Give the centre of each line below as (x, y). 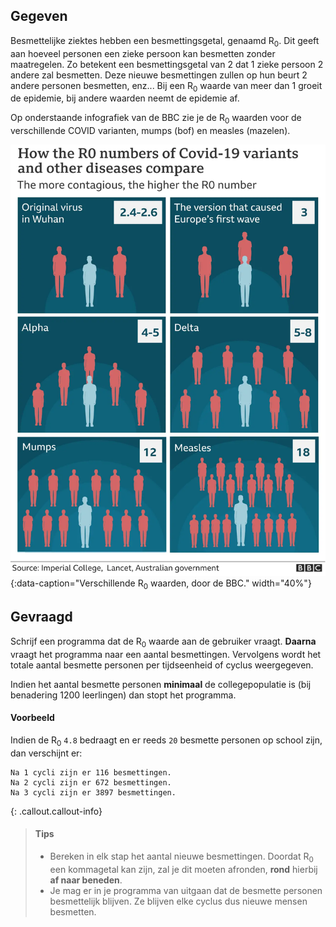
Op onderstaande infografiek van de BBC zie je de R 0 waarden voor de (156, 119)
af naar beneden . (86, 880)
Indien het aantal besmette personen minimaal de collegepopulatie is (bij (161, 684)
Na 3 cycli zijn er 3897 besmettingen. (93, 792)
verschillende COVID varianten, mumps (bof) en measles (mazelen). (150, 131)
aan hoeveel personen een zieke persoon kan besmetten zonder (143, 53)
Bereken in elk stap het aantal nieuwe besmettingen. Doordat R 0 (181, 857)
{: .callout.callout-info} (56, 811)
